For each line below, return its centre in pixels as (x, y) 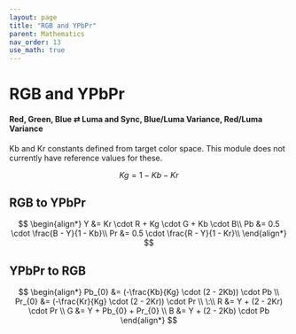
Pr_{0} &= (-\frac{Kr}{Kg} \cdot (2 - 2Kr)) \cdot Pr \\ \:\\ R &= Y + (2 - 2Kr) (149, 301)
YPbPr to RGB (48, 271)
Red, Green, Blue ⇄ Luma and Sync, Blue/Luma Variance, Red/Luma (136, 119)
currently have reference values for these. (86, 158)
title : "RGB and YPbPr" (53, 26)
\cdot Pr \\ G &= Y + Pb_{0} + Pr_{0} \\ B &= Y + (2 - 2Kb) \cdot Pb (149, 311)
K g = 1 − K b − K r (149, 175)
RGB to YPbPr (48, 202)
